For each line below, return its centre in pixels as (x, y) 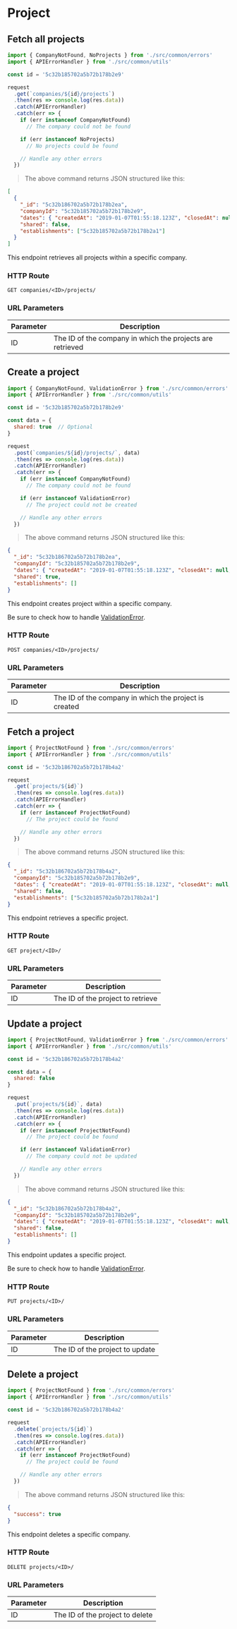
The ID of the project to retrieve (105, 998)
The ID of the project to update (104, 1349)
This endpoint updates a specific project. (67, 1254)
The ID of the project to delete (103, 1615)
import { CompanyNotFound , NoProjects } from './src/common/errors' (110, 55)
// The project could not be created (81, 505)
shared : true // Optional (53, 427)
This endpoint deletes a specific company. (69, 1534)
